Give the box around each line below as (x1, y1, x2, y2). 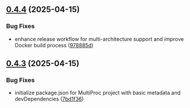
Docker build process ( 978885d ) (14, 41, 94, 48)
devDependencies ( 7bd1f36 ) (14, 96, 84, 103)
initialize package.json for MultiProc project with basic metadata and (14, 89, 181, 96)
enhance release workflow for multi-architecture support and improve (14, 35, 184, 43)
